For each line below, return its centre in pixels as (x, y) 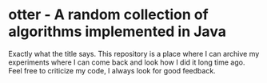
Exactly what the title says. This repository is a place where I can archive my (134, 53)
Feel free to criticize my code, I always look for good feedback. (112, 70)
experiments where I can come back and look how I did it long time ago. (127, 62)
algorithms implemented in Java (117, 32)
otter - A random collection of (109, 15)
